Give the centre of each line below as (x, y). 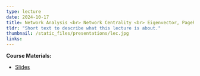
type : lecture (24, 11)
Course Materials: (29, 56)
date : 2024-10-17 (28, 17)
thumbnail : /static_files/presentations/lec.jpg (68, 34)
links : (14, 39)
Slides (22, 67)
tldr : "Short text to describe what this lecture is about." (84, 28)
